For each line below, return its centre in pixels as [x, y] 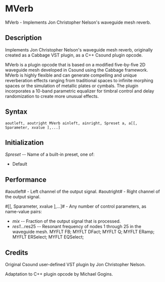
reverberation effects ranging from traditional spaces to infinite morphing [79, 80]
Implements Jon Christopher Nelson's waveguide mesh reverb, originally [79, 49]
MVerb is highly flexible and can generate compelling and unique [71, 75]
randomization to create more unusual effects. [52, 96]
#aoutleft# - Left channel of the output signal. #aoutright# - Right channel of [82, 191]
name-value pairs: [24, 212]
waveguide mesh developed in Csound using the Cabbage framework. [77, 70]
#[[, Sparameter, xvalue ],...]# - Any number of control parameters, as [76, 206]
